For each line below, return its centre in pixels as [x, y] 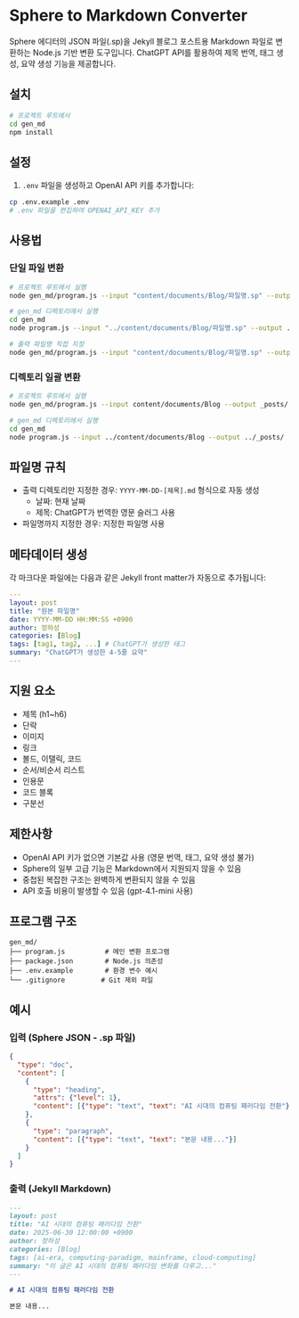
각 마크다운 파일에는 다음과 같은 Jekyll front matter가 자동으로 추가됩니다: [138, 578]
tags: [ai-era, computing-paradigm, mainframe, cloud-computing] [133, 1257]
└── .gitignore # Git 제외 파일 [81, 980]
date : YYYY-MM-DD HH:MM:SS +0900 [71, 619]
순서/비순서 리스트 [53, 770]
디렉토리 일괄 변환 [45, 377]
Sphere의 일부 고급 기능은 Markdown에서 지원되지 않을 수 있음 [132, 868]
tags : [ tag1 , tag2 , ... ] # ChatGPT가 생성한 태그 [97, 644]
